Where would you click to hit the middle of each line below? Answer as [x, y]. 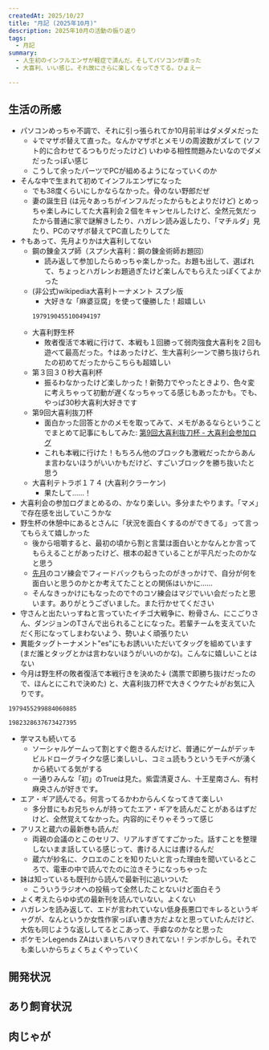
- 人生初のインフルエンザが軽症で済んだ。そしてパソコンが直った [109, 61]
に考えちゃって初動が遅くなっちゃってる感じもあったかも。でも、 [153, 392]
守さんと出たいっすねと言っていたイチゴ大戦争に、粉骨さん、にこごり [136, 613]
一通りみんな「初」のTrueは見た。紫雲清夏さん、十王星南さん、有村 [145, 779]
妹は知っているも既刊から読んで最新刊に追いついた [104, 879]
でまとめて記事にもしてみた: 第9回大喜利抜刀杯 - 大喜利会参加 [147, 432]
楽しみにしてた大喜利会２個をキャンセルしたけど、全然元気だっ [151, 210]
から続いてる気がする [67, 768]
